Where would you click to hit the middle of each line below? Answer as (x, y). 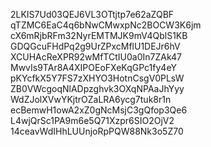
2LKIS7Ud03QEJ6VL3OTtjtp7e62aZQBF (92, 14)
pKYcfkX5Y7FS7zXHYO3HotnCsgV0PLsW (97, 78)
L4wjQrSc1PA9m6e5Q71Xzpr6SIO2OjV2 (92, 120)
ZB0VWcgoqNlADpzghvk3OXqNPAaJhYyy (97, 88)
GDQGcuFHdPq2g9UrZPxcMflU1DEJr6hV (95, 46)
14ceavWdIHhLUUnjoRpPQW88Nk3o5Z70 (97, 131)
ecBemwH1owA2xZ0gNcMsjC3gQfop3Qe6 (99, 110)
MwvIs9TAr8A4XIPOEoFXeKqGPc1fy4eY (93, 67)
